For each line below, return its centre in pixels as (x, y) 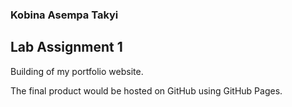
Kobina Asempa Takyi (64, 15)
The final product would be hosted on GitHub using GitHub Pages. (146, 90)
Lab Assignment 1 (66, 47)
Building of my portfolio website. (77, 71)
